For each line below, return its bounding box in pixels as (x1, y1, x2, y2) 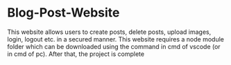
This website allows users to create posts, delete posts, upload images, (7, 28, 212, 36)
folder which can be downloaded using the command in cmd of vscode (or (7, 42, 221, 50)
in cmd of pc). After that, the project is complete (7, 50, 144, 58)
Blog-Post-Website (7, 5, 120, 21)
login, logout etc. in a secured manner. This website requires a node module (7, 35, 224, 43)
